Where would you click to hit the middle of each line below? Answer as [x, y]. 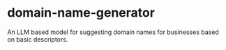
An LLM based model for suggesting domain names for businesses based [113, 32]
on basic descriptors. [38, 39]
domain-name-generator [81, 13]
